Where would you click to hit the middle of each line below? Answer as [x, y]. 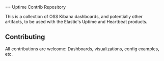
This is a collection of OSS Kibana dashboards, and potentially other [74, 16]
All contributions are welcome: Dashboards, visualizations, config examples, [82, 49]
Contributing [25, 37]
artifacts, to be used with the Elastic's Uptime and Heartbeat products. [76, 22]
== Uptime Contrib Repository [36, 7]
